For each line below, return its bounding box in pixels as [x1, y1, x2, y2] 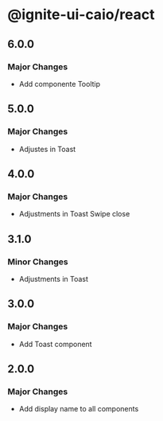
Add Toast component [18, 339, 92, 349]
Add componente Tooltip [18, 79, 101, 88]
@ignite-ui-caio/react [7, 6, 155, 24]
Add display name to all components [18, 404, 139, 414]
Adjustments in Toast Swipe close [18, 209, 130, 219]
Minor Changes [7, 256, 68, 267]
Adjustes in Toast [18, 144, 76, 154]
